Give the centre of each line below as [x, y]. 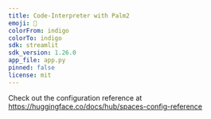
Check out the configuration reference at [75, 97]
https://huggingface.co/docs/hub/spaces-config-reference [105, 106]
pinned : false [32, 68]
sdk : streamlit [33, 46]
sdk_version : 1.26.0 [43, 53]
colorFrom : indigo [39, 30]
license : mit [30, 75]
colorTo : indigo [35, 38]
